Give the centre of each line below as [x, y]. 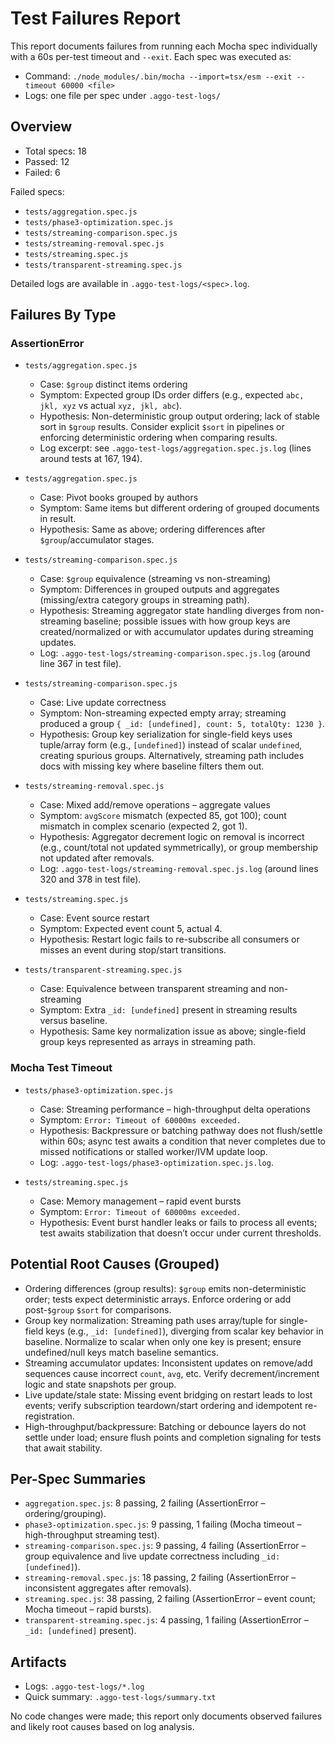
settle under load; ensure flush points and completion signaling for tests [173, 1437]
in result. [58, 519]
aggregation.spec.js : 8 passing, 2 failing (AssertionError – [145, 1503]
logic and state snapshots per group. [100, 1384]
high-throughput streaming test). [92, 1535]
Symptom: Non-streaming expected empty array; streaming [163, 713]
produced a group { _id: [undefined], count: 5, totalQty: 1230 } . [182, 724]
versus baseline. [73, 1021]
